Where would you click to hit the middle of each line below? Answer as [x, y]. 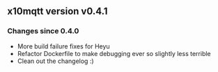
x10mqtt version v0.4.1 [57, 11]
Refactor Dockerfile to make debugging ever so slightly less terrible [114, 53]
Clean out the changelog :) [55, 61]
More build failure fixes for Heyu [63, 46]
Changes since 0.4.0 [43, 31]
